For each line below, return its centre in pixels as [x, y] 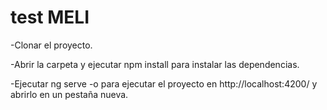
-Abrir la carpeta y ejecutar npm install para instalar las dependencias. [155, 64]
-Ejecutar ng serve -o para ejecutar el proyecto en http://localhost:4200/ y [164, 83]
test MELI [50, 17]
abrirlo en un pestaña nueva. [69, 94]
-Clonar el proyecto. [51, 45]
